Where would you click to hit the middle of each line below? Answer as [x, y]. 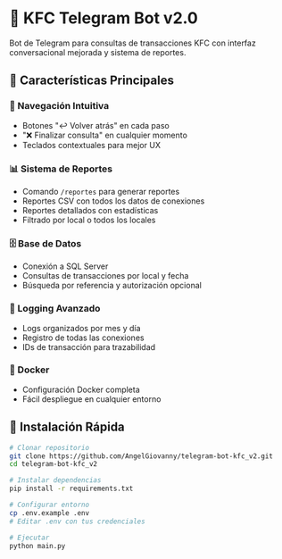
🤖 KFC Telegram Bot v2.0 [104, 18]
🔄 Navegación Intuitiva [59, 106]
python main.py [37, 546]
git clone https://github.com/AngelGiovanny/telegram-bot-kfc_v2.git [141, 456]
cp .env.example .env [50, 513]
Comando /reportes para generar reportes [101, 191]
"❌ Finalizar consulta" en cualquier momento [104, 135]
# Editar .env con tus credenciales [77, 521]
